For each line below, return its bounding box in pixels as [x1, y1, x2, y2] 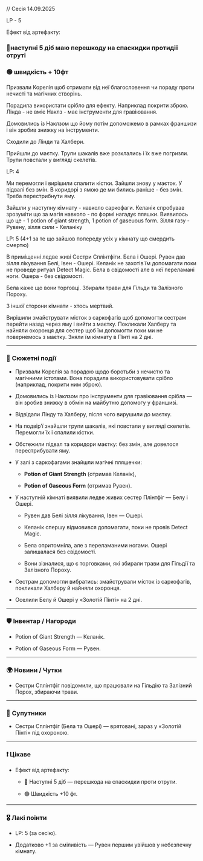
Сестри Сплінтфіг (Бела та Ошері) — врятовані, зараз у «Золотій [14, 723, 182, 730]
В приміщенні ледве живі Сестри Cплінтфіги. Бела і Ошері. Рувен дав [6, 253, 185, 260]
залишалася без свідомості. [24, 548, 97, 555]
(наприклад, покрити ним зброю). [14, 381, 103, 388]
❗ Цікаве [6, 750, 31, 759]
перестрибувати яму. [14, 447, 71, 454]
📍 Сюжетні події [6, 354, 56, 363]
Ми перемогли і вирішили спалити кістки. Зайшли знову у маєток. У [6, 179, 182, 187]
